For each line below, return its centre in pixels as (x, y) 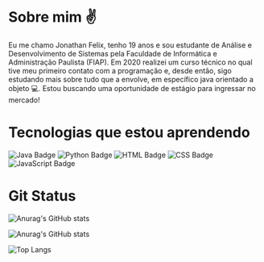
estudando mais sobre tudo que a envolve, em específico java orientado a (131, 79)
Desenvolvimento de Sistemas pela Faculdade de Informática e (113, 53)
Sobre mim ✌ (52, 17)
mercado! (24, 100)
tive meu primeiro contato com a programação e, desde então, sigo (120, 70)
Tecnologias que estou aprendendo (130, 133)
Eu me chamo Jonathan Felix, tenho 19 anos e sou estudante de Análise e (130, 45)
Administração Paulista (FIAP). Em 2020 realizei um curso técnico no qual (130, 62)
